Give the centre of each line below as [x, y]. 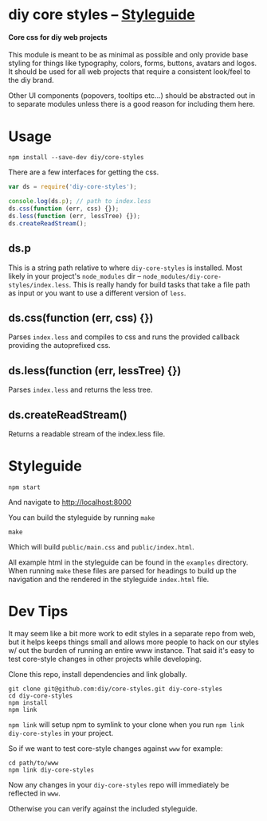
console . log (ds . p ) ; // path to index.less [80, 201]
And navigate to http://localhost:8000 [70, 502]
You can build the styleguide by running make [82, 517]
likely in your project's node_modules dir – [75, 276]
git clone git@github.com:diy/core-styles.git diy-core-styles [116, 689]
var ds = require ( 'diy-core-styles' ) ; [73, 187]
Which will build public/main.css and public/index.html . [102, 546]
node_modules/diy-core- [182, 276]
